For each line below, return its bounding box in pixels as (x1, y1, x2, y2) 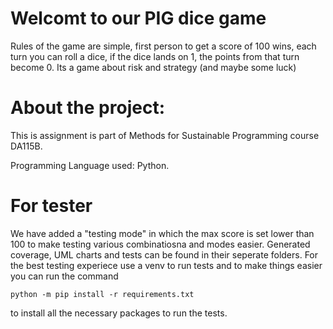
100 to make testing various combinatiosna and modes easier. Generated (10, 238, 311, 250)
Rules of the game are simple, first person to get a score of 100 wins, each (10, 40, 317, 52)
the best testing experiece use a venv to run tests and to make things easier (10, 259, 323, 271)
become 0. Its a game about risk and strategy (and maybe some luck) (10, 61, 297, 73)
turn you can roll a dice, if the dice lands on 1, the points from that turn (10, 50, 300, 62)
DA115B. (10, 140, 43, 152)
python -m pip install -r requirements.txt (10, 289, 195, 299)
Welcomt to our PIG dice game (10, 7, 267, 30)
